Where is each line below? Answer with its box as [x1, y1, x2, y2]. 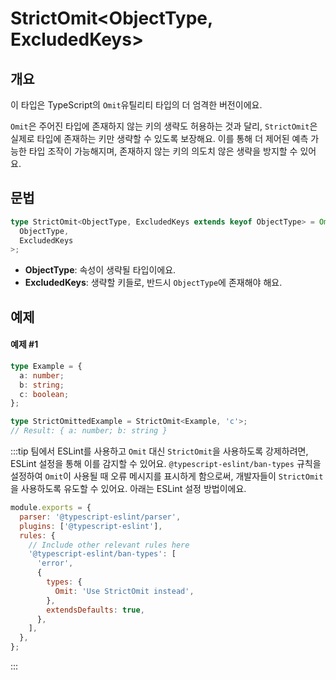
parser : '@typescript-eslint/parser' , [19, 512, 182, 522]
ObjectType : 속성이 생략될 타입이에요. [24, 264, 177, 276]
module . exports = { [10, 503, 92, 513]
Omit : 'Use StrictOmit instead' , [54, 586, 195, 596]
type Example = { [10, 361, 83, 371]
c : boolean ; [19, 389, 70, 399]
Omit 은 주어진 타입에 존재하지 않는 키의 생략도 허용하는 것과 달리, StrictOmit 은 [10, 120, 318, 132]
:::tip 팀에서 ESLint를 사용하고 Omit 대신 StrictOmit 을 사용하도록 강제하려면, [10, 445, 309, 457]
